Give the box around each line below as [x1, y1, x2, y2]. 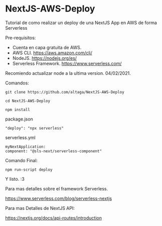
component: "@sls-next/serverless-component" [5, 149, 102, 154]
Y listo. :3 [5, 176, 25, 182]
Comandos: [5, 80, 29, 86]
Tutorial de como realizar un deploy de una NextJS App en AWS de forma [5, 20, 157, 26]
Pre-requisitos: [5, 35, 36, 41]
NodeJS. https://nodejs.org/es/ [12, 55, 77, 61]
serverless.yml [5, 134, 36, 141]
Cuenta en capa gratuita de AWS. [12, 44, 82, 50]
